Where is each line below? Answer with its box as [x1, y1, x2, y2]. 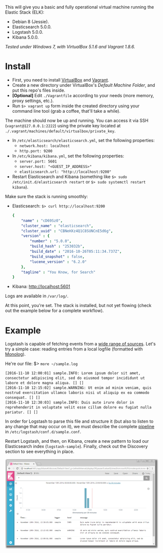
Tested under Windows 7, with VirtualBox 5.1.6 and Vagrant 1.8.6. [5, 44, 136, 49]
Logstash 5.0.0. [12, 29, 43, 35]
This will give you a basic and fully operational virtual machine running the [5, 4, 154, 10]
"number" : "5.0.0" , [30, 239, 72, 244]
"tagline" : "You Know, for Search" [21, 269, 96, 275]
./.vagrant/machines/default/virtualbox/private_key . [5, 128, 116, 134]
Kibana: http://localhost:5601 [12, 284, 70, 289]
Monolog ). [5, 351, 26, 357]
